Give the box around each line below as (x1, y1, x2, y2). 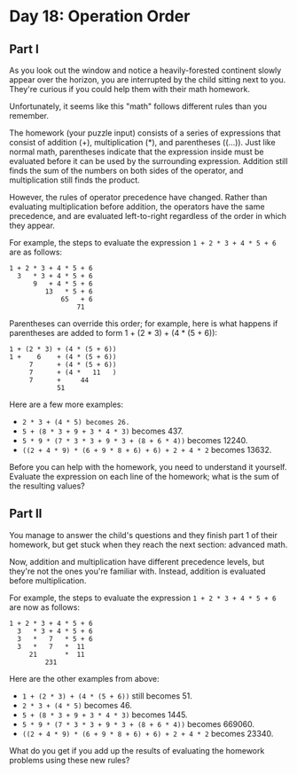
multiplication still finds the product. (9, 175, 140, 185)
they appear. (9, 220, 56, 231)
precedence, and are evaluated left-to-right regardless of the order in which (9, 211, 286, 221)
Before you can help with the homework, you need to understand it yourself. (9, 462, 287, 472)
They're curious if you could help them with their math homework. (9, 84, 251, 94)
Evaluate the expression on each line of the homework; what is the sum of (9, 472, 279, 481)
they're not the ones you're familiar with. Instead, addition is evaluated (9, 566, 266, 576)
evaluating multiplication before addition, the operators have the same (9, 201, 265, 212)
